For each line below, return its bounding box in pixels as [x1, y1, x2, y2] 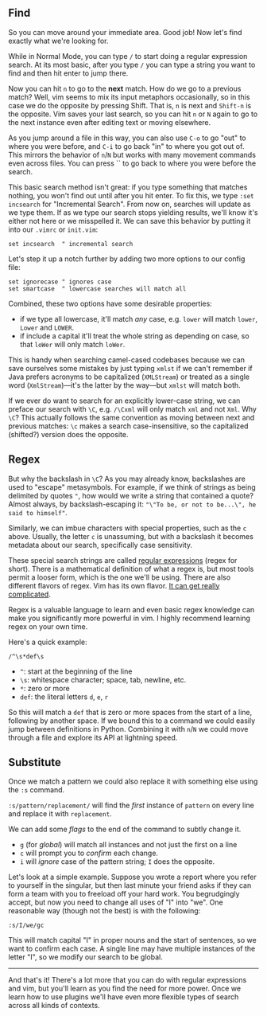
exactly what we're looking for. [8, 36, 109, 45]
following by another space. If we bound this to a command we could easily [8, 716, 256, 725]
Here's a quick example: [8, 637, 87, 647]
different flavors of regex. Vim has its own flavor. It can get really [8, 580, 220, 590]
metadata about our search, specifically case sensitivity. [8, 540, 193, 549]
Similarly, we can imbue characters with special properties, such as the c [8, 523, 247, 533]
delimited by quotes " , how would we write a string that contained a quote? [8, 490, 254, 500]
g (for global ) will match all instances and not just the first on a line [19, 840, 238, 850]
